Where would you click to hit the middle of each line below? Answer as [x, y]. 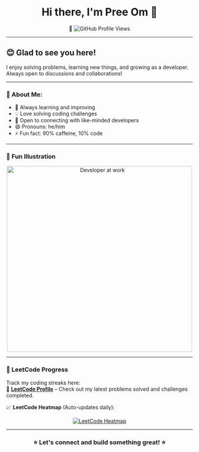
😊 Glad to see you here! [51, 53]
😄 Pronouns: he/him [40, 127]
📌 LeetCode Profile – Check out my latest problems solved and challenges [97, 389]
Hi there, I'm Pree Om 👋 [99, 12]
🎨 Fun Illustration [31, 156]
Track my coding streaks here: [43, 383]
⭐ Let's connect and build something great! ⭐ [99, 442]
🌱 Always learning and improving [55, 108]
